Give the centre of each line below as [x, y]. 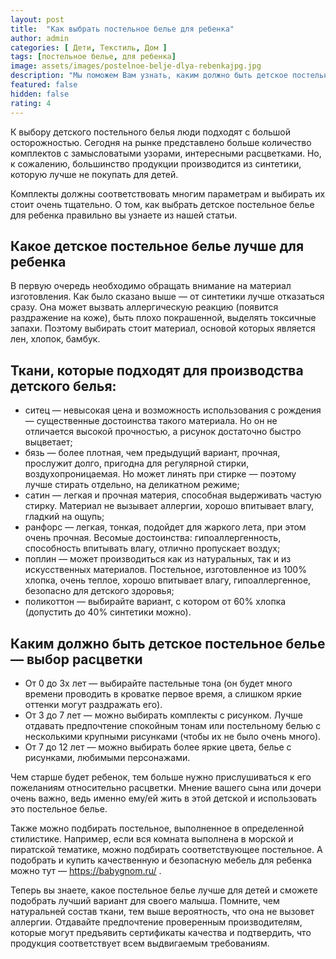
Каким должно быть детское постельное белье [168, 643]
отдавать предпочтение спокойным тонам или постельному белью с [173, 725]
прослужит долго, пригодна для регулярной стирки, [137, 463]
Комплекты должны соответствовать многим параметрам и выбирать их [168, 193]
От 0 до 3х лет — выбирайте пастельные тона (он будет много [158, 683]
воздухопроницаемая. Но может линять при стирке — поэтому [160, 474]
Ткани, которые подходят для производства [157, 370]
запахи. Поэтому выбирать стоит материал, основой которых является [163, 328]
